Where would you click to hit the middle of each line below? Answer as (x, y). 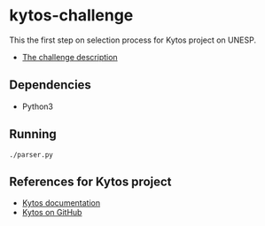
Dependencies (50, 85)
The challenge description (70, 57)
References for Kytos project (90, 181)
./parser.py (31, 155)
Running (33, 134)
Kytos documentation (61, 203)
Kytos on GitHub (52, 213)
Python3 (37, 106)
